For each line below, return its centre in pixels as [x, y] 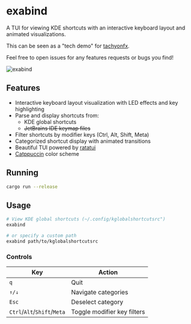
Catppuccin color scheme [47, 154]
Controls [19, 257]
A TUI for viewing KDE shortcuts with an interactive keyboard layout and [96, 28]
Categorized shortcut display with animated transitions [83, 141]
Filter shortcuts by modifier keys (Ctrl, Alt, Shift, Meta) [82, 134]
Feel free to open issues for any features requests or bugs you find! [90, 57]
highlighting [30, 109]
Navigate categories [100, 292]
